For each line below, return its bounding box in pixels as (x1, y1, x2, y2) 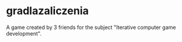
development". (6, 30, 42, 37)
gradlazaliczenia (6, 4, 89, 18)
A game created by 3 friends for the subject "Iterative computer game (6, 24, 176, 31)
